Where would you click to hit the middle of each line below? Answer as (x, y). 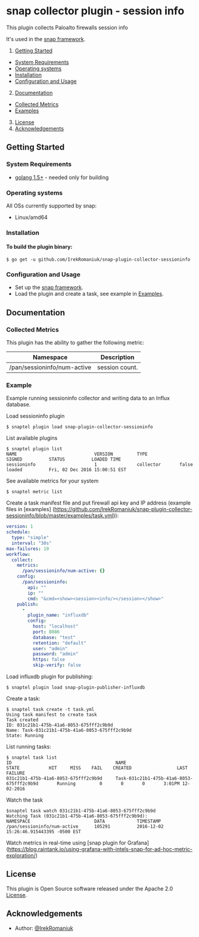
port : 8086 (46, 632)
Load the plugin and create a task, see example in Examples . (89, 294)
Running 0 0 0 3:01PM (118, 784)
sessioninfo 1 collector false (100, 465)
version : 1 (20, 527)
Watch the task (25, 800)
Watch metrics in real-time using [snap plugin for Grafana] (78, 843)
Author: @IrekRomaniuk (44, 928)
